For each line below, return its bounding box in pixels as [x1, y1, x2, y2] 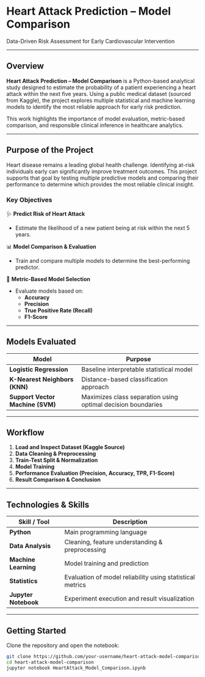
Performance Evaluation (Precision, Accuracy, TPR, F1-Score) [15, 469, 175, 477]
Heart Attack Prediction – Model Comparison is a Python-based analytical [6, 77, 195, 84]
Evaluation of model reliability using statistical [64, 573, 195, 582]
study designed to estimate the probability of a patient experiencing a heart [6, 84, 196, 91]
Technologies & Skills [6, 499, 90, 510]
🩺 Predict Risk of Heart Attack [6, 210, 85, 218]
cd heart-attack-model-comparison [6, 659, 95, 665]
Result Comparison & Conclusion [15, 476, 101, 483]
